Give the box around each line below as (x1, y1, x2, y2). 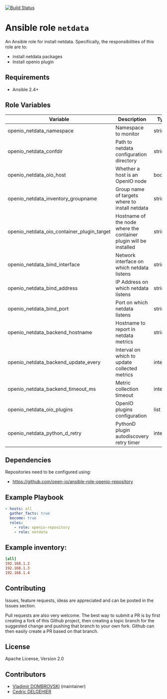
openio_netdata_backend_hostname (7, 329, 92, 336)
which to (115, 352, 136, 359)
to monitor (115, 130, 140, 137)
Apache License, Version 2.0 (5, 656, 64, 662)
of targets (115, 192, 138, 199)
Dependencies (5, 456, 51, 464)
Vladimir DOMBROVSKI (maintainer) (12, 684, 86, 690)
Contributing (5, 584, 46, 592)
